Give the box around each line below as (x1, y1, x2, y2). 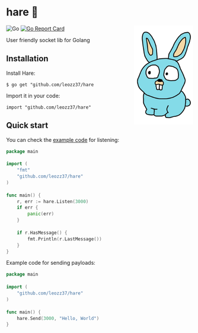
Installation (6, 53, 49, 64)
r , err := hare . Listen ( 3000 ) (17, 198, 89, 204)
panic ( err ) (27, 211, 55, 217)
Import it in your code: (6, 92, 60, 99)
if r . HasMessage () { (17, 230, 68, 236)
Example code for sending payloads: (6, 259, 96, 267)
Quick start (6, 120, 49, 131)
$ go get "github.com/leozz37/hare (6, 81, 94, 88)
